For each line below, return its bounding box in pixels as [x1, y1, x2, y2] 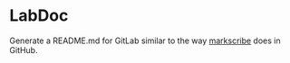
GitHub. [9, 44, 38, 55]
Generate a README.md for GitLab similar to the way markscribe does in [9, 35, 281, 46]
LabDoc [9, 5, 69, 26]
